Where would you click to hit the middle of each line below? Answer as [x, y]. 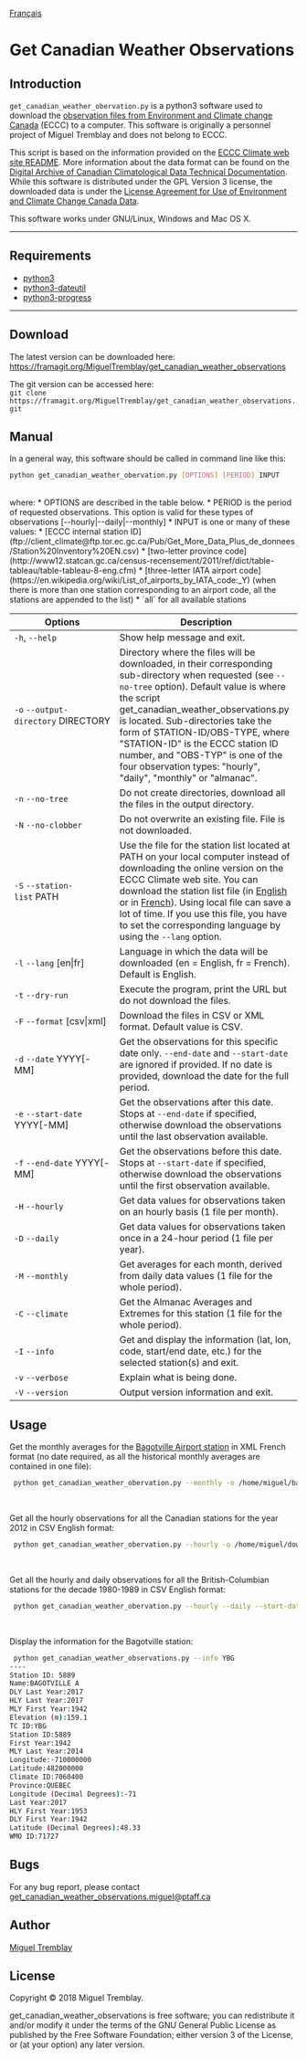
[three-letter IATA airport [191, 571]
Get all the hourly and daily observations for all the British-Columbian [139, 1579]
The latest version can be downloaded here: [92, 356]
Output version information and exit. [196, 1392]
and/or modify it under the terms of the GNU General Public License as [143, 2025]
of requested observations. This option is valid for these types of [132, 512]
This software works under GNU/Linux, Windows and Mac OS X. [130, 219]
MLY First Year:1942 [49, 1709]
